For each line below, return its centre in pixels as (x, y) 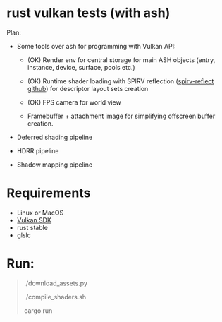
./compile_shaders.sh (55, 297)
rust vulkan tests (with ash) (88, 13)
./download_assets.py (55, 283)
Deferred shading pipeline (55, 137)
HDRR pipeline (38, 150)
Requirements (49, 193)
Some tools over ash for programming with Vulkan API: (96, 46)
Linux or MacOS (40, 213)
